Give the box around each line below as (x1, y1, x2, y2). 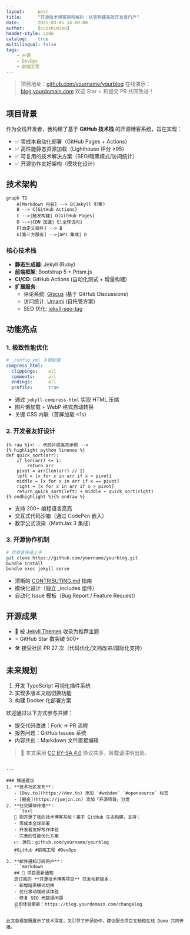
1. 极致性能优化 (6, 343, 49, 351)
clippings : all (11, 368, 57, 374)
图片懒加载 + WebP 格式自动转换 (14, 403, 94, 411)
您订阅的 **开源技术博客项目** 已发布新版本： (14, 876, 114, 882)
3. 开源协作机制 (6, 536, 50, 544)
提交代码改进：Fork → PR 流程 (14, 722, 88, 729)
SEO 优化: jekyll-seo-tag (23, 305, 83, 312)
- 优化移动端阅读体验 (14, 888, 59, 895)
